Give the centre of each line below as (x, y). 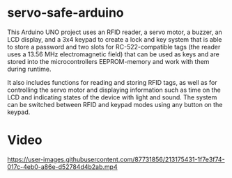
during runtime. (29, 69)
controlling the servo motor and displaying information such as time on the (114, 90)
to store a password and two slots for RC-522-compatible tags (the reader (114, 47)
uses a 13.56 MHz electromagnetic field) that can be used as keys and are (113, 54)
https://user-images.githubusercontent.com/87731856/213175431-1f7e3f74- (116, 159)
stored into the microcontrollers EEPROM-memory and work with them (108, 61)
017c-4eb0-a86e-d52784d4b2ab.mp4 (62, 167)
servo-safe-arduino (65, 13)
